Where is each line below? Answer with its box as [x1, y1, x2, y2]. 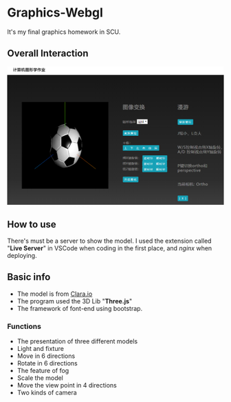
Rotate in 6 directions [16, 359, 78, 368]
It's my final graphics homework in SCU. [7, 28, 121, 36]
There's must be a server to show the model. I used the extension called [7, 237, 212, 245]
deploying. [7, 251, 37, 259]
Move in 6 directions [16, 352, 76, 360]
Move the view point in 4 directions [16, 381, 117, 390]
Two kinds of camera [16, 388, 77, 397]
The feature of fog [16, 367, 69, 375]
